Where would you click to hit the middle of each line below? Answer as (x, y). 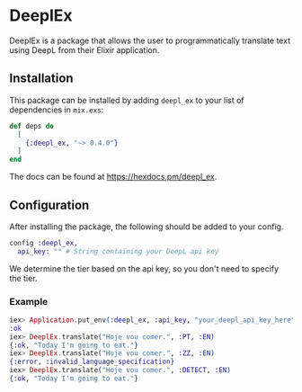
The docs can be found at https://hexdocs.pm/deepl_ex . (113, 177)
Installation (41, 79)
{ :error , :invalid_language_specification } (92, 362)
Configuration (49, 205)
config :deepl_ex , (44, 243)
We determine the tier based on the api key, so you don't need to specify (144, 268)
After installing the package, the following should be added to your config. (147, 227)
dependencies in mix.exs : (57, 110)
